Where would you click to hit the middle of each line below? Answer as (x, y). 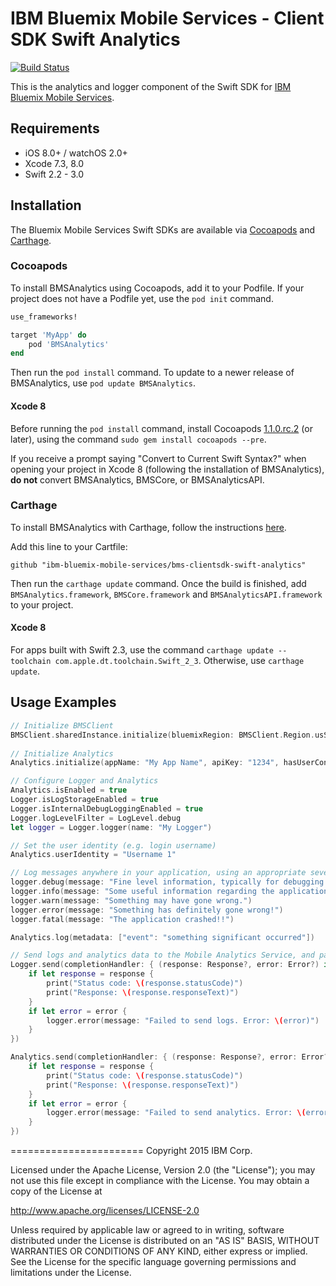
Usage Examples (63, 702)
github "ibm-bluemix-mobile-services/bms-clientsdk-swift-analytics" (158, 565)
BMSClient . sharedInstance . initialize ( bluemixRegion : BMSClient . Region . (162, 735)
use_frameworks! (44, 317)
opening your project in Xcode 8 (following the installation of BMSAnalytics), (167, 469)
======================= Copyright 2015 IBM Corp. (131, 1150)
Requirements (55, 128)
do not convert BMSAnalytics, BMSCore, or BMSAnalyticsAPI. (137, 479)
